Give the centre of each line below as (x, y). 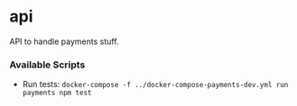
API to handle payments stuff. (64, 41)
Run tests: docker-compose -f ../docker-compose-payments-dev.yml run (155, 84)
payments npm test (57, 93)
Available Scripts (47, 65)
